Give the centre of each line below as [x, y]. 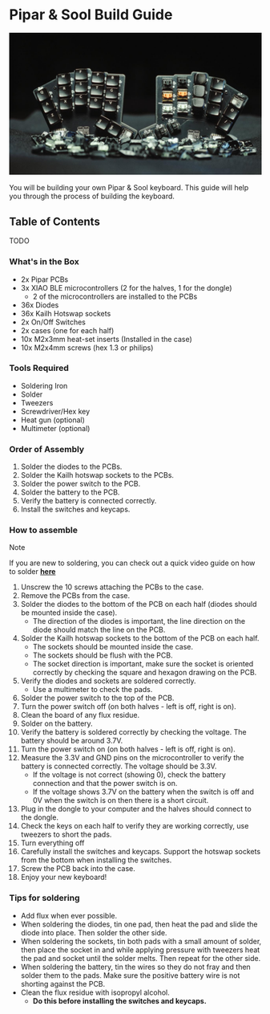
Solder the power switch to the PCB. [81, 484]
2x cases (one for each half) [67, 330]
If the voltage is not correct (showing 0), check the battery [129, 775]
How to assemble [44, 530]
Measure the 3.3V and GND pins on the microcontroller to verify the [132, 758]
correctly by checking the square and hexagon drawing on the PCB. [145, 673]
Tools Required [39, 369]
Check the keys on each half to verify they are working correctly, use [135, 826]
